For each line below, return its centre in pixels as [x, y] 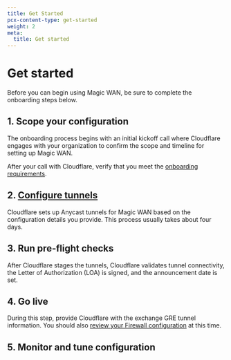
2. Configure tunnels [53, 195]
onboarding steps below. [43, 100]
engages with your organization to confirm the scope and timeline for [106, 145]
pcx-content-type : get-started [52, 20]
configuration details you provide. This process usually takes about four [110, 219]
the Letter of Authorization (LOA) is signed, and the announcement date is [112, 272]
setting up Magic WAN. [40, 153]
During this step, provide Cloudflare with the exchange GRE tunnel [101, 318]
